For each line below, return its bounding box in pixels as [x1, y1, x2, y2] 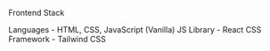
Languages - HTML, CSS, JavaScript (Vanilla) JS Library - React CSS [8, 25, 262, 34]
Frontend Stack [8, 8, 65, 18]
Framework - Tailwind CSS [8, 34, 106, 44]
